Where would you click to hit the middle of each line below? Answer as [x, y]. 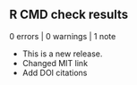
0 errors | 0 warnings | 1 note [63, 36]
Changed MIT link [55, 63]
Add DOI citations [55, 72]
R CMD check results [69, 15]
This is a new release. [62, 54]
